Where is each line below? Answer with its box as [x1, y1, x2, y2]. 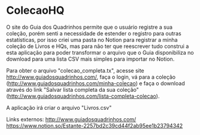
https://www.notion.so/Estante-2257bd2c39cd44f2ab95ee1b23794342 [6, 122, 183, 129]
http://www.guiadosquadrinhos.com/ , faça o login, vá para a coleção [6, 73, 176, 80]
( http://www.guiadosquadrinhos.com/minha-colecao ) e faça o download [6, 79, 185, 87]
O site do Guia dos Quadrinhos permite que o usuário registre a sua [6, 23, 172, 31]
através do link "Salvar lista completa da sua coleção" [6, 86, 140, 93]
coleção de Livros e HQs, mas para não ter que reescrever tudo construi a [6, 43, 189, 50]
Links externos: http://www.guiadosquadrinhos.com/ [6, 115, 137, 123]
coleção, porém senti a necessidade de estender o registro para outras [6, 29, 181, 37]
